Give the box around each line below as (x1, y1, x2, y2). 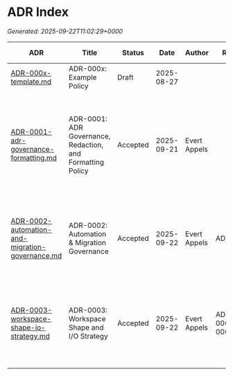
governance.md (10, 251, 62, 260)
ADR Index (7, 4, 69, 20)
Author (184, 48, 209, 57)
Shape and (68, 323, 104, 332)
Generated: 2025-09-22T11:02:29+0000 (7, 27, 123, 35)
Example (68, 72, 97, 82)
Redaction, (68, 140, 104, 150)
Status (122, 48, 144, 57)
